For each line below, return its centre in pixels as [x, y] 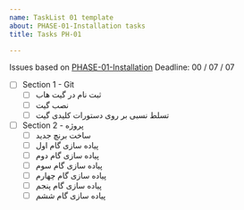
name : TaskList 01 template [62, 17]
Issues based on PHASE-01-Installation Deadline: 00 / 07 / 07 [122, 67]
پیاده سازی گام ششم [71, 196]
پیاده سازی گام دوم [67, 155]
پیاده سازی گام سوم [69, 165]
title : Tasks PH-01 [46, 34]
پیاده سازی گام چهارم [71, 175]
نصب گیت [52, 105]
